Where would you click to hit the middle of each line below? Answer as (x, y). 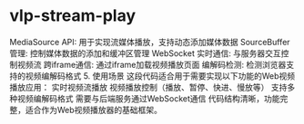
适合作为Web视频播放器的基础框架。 (93, 110)
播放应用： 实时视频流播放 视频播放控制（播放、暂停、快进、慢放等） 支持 (148, 87)
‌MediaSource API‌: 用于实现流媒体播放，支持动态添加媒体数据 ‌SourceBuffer (150, 42)
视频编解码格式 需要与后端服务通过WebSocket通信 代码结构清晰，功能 (148, 98)
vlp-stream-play (73, 16)
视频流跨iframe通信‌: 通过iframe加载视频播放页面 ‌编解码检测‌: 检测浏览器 (152, 64)
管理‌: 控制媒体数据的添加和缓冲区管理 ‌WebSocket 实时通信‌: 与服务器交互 (146, 53)
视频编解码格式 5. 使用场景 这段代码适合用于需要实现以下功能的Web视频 (160, 76)
